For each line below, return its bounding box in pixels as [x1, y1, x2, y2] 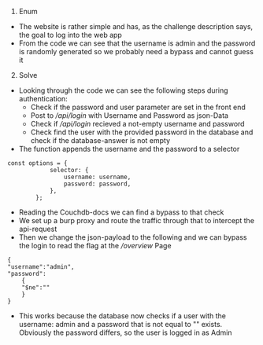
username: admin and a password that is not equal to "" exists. [18, 320, 223, 328]
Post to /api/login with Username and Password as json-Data [30, 111, 229, 120]
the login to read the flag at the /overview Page [18, 241, 172, 250]
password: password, [63, 180, 131, 188]
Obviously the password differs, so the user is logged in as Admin [18, 328, 233, 337]
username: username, [63, 173, 131, 181]
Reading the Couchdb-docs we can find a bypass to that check [18, 207, 224, 217]
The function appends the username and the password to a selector [18, 145, 240, 153]
